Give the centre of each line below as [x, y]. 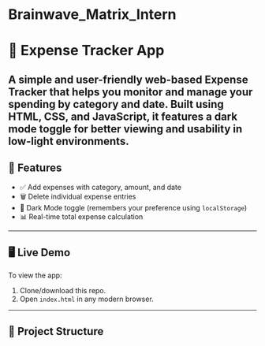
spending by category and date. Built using [116, 104]
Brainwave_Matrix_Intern [92, 15]
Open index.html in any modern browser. [86, 299]
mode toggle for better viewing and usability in [125, 129]
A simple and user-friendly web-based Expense [128, 79]
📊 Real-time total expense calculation [81, 216]
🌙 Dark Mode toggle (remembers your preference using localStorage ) [133, 207]
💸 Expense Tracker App [86, 51]
